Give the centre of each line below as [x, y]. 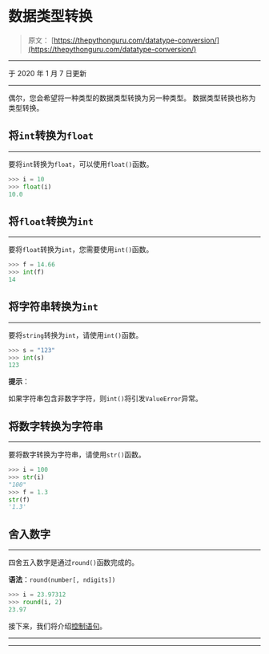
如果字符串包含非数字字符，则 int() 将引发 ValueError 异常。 [105, 399]
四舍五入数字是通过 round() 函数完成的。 [74, 563]
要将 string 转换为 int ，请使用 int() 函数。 [76, 335]
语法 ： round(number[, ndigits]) [62, 579]
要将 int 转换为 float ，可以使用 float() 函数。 [81, 164]
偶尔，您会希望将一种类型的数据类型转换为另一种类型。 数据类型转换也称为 [132, 98]
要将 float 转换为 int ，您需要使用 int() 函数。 [81, 250]
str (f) [19, 500]
